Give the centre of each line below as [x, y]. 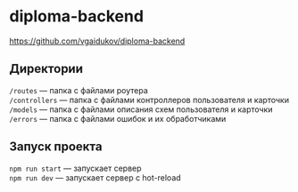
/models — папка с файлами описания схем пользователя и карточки [141, 109]
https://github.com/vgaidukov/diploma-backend [97, 41]
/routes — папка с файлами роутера [79, 90]
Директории [46, 69]
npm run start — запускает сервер [75, 168]
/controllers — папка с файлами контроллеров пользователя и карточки [149, 100]
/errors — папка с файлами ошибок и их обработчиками [118, 118]
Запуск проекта [56, 147]
